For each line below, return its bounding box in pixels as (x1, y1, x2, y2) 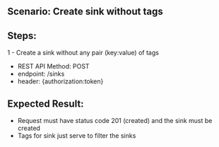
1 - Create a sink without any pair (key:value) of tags (7, 49, 159, 57)
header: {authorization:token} (17, 77, 104, 86)
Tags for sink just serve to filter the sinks (17, 131, 136, 140)
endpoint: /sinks (17, 70, 65, 78)
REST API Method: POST (17, 62, 90, 71)
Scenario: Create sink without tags (7, 6, 164, 18)
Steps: (7, 30, 37, 42)
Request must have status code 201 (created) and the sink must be (17, 117, 213, 125)
